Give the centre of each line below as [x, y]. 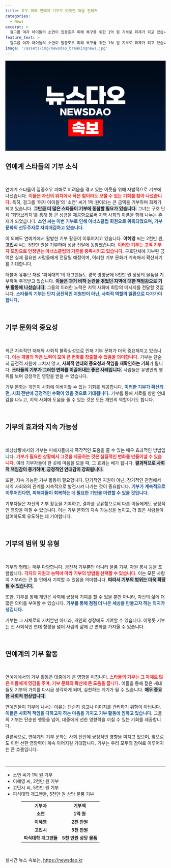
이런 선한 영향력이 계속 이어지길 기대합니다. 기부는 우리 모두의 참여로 [78, 743]
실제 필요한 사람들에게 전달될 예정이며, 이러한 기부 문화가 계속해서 [80, 257]
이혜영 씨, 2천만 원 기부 [36, 782]
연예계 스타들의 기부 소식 [41, 166]
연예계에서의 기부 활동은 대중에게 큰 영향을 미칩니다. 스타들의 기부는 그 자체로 [82, 677]
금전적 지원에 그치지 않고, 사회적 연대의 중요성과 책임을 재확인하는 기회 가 [82, 363]
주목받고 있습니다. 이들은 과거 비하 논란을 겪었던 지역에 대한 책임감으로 [88, 281]
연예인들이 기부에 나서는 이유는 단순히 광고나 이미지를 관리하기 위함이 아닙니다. [83, 707]
